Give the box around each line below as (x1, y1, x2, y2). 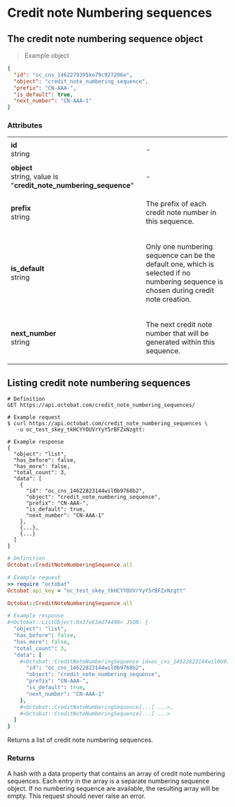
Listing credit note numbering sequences (7, 377, 191, 389)
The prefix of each (145, 199, 206, 209)
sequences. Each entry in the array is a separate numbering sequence (7, 776, 210, 785)
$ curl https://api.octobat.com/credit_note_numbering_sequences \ (7, 420, 208, 427)
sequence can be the (145, 251, 215, 261)
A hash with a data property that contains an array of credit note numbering (7, 769, 225, 778)
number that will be (145, 329, 209, 338)
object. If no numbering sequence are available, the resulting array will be (7, 784, 220, 792)
